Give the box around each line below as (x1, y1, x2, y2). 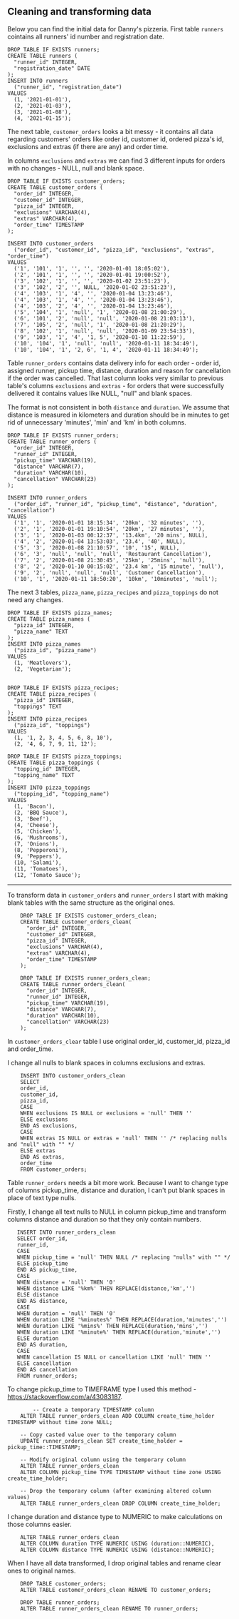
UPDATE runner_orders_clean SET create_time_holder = (20, 1437, 183, 1444)
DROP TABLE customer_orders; (20, 1580, 107, 1587)
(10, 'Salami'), (14, 859, 62, 866)
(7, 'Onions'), (14, 840, 59, 848)
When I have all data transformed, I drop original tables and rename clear (7, 1558, 222, 1567)
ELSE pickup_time (16, 1259, 69, 1267)
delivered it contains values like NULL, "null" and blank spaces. (7, 389, 193, 397)
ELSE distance (16, 1291, 59, 1298)
